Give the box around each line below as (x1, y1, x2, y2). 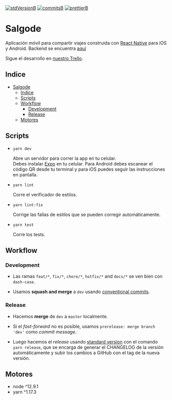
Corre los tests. (12, 231, 46, 238)
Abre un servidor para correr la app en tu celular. (12, 155, 117, 161)
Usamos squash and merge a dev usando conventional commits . (12, 288, 150, 295)
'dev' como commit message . (12, 329, 77, 335)
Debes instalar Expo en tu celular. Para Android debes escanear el (12, 160, 153, 167)
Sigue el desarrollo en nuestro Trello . (5, 55, 83, 61)
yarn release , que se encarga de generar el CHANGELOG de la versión (12, 344, 164, 350)
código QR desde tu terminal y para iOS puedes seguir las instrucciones (12, 166, 165, 172)
